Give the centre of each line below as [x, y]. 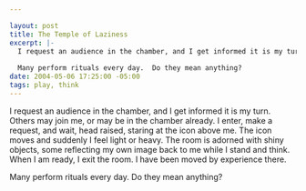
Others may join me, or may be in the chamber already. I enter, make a [141, 120]
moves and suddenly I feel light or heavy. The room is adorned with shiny [147, 140]
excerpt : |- [32, 43]
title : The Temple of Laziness [69, 34]
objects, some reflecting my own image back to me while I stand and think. [150, 149]
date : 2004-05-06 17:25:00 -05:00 [75, 77]
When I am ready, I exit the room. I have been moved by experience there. [148, 159]
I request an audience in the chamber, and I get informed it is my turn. [140, 111]
